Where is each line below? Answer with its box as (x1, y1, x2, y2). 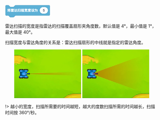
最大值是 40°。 (5, 29, 36, 35)
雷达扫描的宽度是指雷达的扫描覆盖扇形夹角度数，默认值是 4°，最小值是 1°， (5, 23, 157, 29)
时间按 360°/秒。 (5, 110, 39, 115)
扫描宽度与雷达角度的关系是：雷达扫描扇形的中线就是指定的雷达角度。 (5, 39, 146, 45)
